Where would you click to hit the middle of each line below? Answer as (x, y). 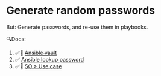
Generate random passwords (81, 10)
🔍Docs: (16, 39)
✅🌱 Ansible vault (36, 53)
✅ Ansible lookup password (49, 59)
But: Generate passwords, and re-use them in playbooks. (77, 27)
